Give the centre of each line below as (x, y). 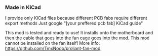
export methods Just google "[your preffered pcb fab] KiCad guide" (74, 23)
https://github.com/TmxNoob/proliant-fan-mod (53, 49)
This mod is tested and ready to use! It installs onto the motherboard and (79, 33)
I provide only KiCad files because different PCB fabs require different (76, 18)
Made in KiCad (23, 7)
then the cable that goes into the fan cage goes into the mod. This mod (77, 38)
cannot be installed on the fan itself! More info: (53, 43)
